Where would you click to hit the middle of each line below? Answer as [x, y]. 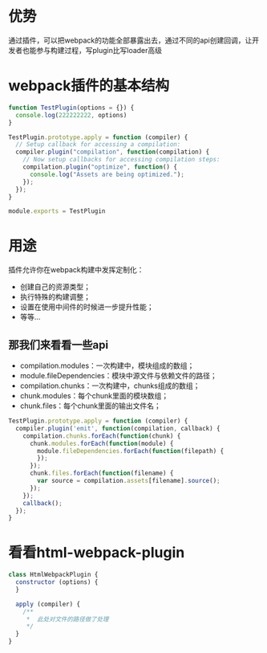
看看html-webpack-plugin [97, 553]
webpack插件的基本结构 [89, 86]
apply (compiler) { [48, 604]
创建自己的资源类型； [55, 287]
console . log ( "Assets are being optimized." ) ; [107, 174]
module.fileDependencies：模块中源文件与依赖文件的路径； [119, 375]
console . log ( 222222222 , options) [71, 115]
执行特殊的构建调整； [55, 297]
